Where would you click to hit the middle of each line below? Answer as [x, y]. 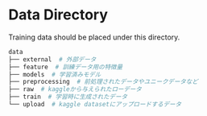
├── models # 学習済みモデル [55, 74]
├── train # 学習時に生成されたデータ [68, 97]
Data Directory [58, 15]
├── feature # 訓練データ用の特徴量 [66, 67]
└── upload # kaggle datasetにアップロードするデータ [95, 105]
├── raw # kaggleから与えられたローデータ [75, 89]
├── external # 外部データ [52, 59]
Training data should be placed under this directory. [94, 37]
